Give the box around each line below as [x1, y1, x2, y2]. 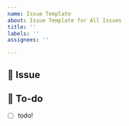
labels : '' [7, 30, 40, 37]
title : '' [7, 23, 37, 30]
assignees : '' [7, 37, 50, 44]
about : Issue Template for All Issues [7, 17, 122, 24]
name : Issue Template [7, 10, 72, 18]
